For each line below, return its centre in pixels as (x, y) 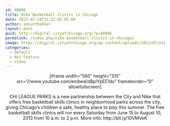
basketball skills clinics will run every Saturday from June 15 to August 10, (85, 113)
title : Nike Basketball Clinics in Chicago (52, 15)
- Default (20, 52)
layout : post (19, 29)
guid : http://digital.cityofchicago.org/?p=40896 (59, 33)
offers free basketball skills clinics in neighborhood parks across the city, (85, 102)
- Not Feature (25, 57)
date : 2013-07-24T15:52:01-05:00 (40, 19)
